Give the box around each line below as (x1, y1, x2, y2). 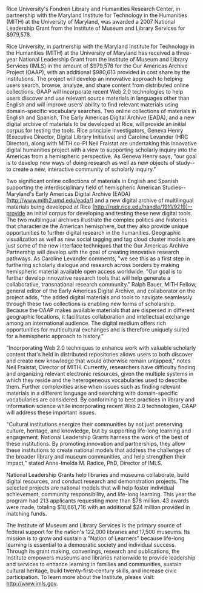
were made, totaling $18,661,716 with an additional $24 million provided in (6, 504, 190, 510)
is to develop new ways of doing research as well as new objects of (6, 159, 175, 166)
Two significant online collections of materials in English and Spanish (6, 178, 179, 184)
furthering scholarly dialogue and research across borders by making (6, 262, 180, 268)
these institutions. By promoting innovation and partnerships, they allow (6, 440, 185, 447)
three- (176, 49, 192, 57)
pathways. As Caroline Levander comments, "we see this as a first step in (6, 255, 190, 262)
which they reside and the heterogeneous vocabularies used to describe (6, 376, 187, 384)
